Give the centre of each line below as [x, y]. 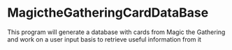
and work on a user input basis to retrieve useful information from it [104, 39]
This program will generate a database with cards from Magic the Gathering [116, 32]
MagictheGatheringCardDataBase [108, 13]
